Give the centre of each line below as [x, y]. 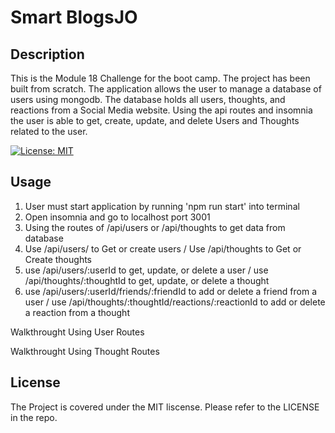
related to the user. [49, 131]
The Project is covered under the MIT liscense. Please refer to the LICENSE [165, 407]
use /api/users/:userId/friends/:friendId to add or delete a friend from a [171, 291]
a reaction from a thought [77, 312]
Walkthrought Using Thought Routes [85, 351]
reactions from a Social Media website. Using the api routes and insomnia [161, 110]
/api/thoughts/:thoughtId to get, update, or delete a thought [147, 280]
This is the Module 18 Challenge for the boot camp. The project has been [160, 78]
